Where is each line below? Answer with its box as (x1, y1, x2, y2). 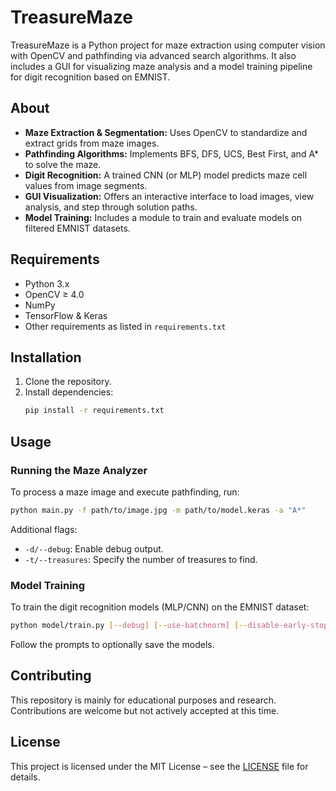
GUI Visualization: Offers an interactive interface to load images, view (24, 190, 315, 202)
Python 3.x (24, 277, 70, 290)
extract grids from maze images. (24, 137, 160, 149)
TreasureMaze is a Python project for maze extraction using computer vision (10, 39, 326, 51)
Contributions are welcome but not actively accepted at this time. (10, 704, 280, 716)
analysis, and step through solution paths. (24, 201, 198, 213)
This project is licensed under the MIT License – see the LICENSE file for (10, 760, 309, 772)
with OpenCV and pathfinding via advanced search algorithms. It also (10, 49, 297, 61)
